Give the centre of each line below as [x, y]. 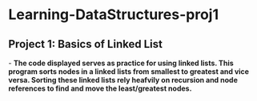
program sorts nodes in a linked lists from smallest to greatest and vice [129, 72]
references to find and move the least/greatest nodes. [100, 88]
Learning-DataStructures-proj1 [113, 15]
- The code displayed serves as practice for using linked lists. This [121, 63]
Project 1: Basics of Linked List [85, 44]
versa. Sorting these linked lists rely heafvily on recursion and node [123, 80]
